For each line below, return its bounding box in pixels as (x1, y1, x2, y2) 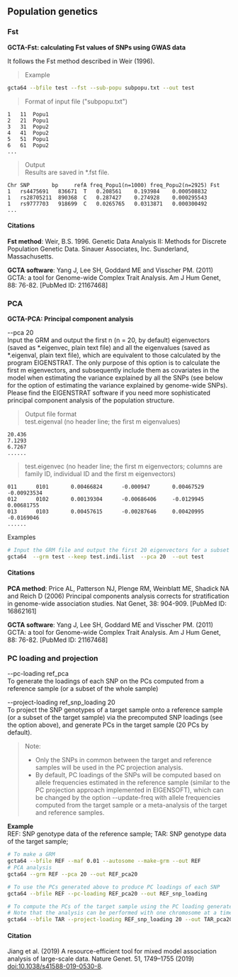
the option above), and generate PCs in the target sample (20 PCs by (7, 721, 209, 729)
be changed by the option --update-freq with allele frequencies (35, 794, 221, 802)
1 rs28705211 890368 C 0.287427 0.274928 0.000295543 (7, 194, 208, 201)
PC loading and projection (7, 653, 98, 663)
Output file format (24, 410, 77, 419)
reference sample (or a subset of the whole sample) (7, 684, 159, 693)
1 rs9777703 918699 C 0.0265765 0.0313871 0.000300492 (7, 200, 208, 208)
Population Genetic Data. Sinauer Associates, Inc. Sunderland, (7, 244, 189, 253)
